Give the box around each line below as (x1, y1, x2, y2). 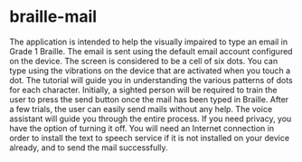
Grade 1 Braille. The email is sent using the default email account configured (9, 45, 293, 56)
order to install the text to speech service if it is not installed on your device (9, 132, 290, 143)
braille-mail (9, 6, 98, 27)
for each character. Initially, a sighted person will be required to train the (9, 84, 278, 95)
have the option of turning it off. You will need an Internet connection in (9, 122, 274, 133)
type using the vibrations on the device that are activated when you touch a (9, 65, 291, 76)
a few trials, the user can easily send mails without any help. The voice (9, 103, 273, 114)
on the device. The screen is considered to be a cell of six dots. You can (9, 55, 278, 66)
